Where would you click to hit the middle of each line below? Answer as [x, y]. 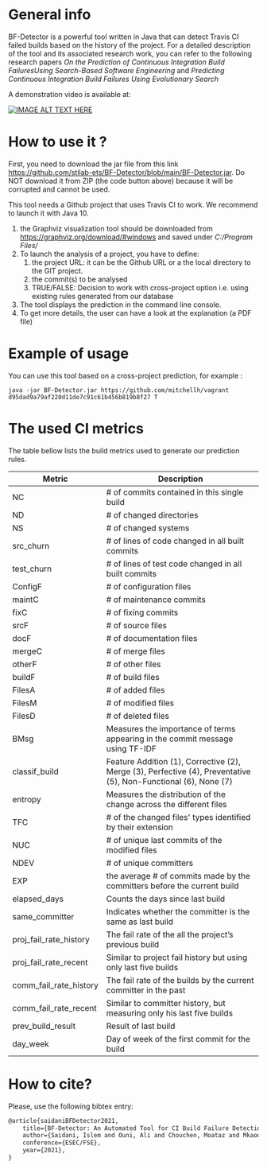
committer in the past [146, 990]
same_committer [43, 916]
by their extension [139, 827]
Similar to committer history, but [166, 1003]
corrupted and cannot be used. [59, 189]
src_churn [31, 546]
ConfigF [27, 586]
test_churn [32, 569]
